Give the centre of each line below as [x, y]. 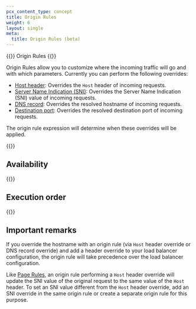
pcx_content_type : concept [39, 12]
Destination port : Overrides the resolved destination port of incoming [99, 110]
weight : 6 [18, 22]
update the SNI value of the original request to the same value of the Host [95, 281]
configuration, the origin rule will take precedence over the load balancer [95, 257]
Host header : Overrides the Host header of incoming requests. [90, 85]
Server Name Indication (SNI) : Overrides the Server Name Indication [98, 91]
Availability [27, 164]
